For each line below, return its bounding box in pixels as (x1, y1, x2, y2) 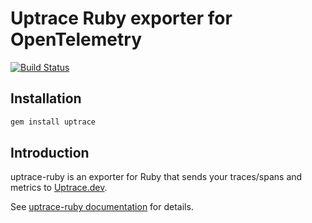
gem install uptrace (10, 117, 97, 127)
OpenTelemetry (10, 28, 142, 51)
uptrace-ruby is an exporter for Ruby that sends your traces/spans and (10, 171, 303, 183)
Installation (10, 90, 82, 107)
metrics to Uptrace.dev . (10, 182, 108, 194)
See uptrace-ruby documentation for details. (10, 201, 194, 213)
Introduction (10, 145, 90, 162)
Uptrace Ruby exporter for (10, 7, 233, 30)
